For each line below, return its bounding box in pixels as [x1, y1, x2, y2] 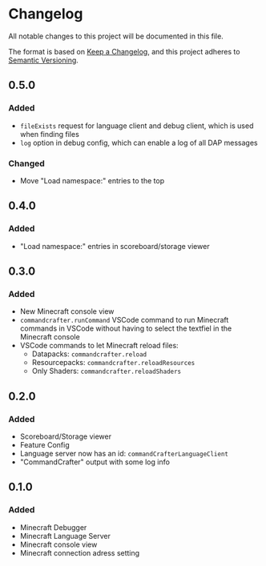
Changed [8, 158, 46, 169]
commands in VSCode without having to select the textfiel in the [19, 323, 232, 333]
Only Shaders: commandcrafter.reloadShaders [31, 366, 182, 376]
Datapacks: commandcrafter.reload [31, 349, 147, 359]
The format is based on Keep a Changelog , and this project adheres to [8, 46, 240, 56]
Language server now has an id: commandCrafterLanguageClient [19, 448, 228, 458]
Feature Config [19, 440, 70, 449]
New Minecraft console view [19, 307, 115, 316]
